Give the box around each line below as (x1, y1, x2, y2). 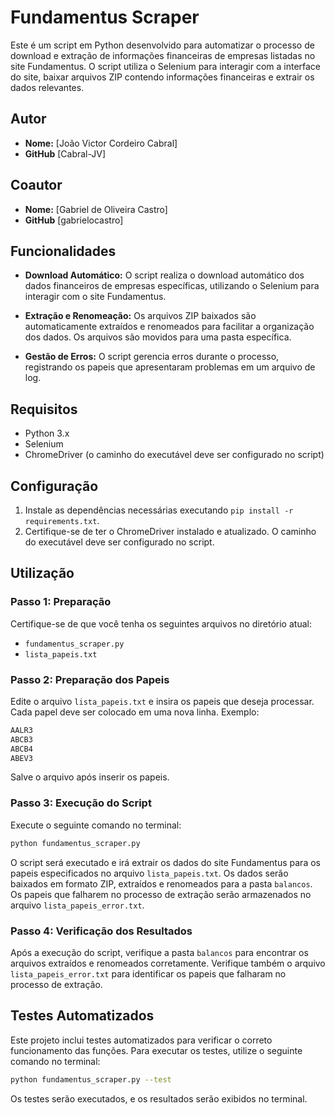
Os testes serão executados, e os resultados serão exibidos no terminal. (10, 1092, 308, 1105)
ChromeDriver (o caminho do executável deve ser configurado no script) (24, 449, 325, 461)
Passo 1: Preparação (10, 595, 112, 609)
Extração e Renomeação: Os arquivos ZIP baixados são (24, 310, 257, 322)
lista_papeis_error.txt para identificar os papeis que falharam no (10, 967, 287, 980)
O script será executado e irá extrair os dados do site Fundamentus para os (10, 856, 321, 868)
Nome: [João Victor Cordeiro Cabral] (24, 137, 178, 149)
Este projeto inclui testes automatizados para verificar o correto (10, 1034, 273, 1046)
